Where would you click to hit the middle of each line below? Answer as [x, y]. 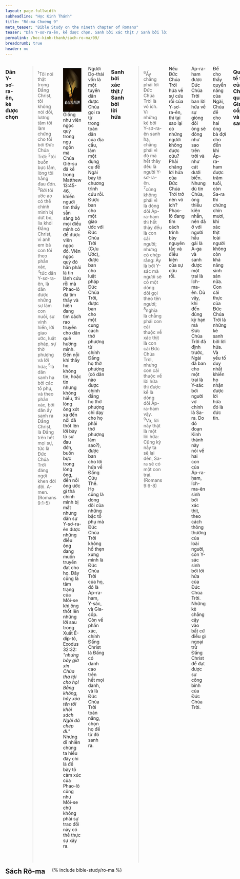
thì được [152, 387]
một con [152, 470]
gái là [197, 243]
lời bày [70, 431]
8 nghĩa [151, 310]
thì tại [175, 118]
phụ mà [96, 521]
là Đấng [96, 652]
